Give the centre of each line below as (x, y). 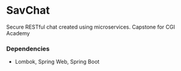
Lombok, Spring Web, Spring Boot (57, 62)
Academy (18, 33)
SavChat (28, 10)
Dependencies (28, 48)
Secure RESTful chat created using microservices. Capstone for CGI (91, 27)
